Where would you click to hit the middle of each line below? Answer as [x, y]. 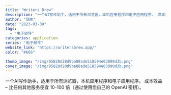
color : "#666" [20, 52]
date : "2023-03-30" [26, 24]
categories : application [32, 38]
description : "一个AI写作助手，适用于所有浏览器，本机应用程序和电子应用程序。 [80, 15]
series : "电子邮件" [24, 43]
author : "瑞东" [21, 19]
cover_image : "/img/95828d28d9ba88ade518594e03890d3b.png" [69, 66]
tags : [11, 29]
